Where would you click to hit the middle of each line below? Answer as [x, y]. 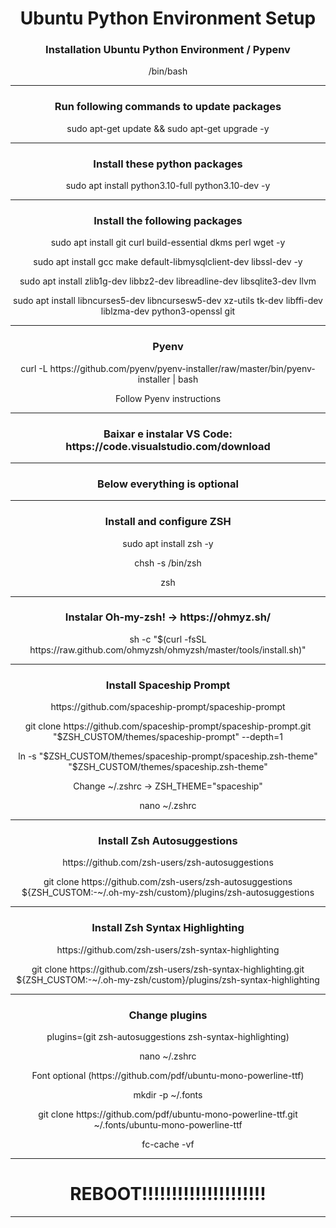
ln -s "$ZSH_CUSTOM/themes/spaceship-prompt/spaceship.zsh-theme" [168, 756]
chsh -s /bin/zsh [168, 563]
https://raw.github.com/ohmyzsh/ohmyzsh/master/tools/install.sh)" [168, 649]
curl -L [34, 368]
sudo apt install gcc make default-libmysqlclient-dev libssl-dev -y [168, 262]
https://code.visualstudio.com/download [168, 446]
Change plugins [168, 1015]
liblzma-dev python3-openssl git [168, 311]
